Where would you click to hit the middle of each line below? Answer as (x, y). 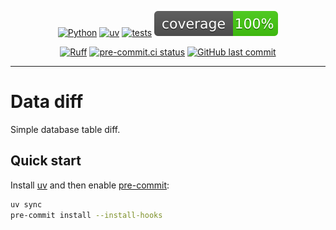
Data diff (47, 102)
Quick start (46, 161)
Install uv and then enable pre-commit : (90, 185)
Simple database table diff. (65, 129)
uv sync (26, 204)
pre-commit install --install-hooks (86, 215)
